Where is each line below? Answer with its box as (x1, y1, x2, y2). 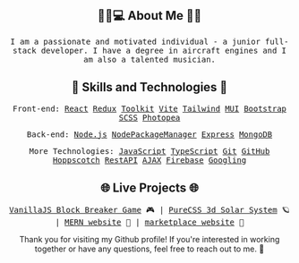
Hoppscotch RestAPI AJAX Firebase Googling (52, 155, 247, 165)
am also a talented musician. (82, 54, 216, 64)
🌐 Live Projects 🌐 (100, 181, 199, 196)
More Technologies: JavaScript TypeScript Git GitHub (29, 146, 270, 156)
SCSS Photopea (118, 112, 181, 123)
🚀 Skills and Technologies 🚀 (71, 80, 228, 95)
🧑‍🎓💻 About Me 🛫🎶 (97, 8, 202, 23)
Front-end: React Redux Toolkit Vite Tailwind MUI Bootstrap (12, 103, 287, 114)
